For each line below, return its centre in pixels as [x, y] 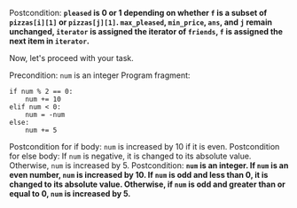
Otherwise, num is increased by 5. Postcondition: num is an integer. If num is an [149, 166]
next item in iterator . [50, 41]
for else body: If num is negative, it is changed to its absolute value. [130, 156]
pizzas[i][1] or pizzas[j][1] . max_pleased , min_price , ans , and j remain [141, 22]
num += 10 [43, 99]
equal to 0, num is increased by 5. [70, 193]
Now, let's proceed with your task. [72, 58]
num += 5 [41, 130]
